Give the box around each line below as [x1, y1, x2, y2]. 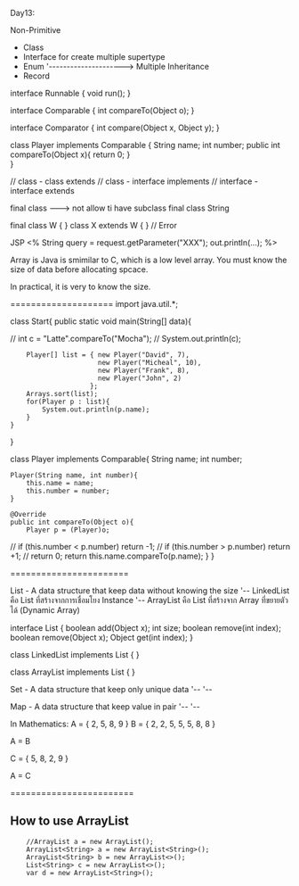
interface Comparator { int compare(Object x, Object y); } [10, 122, 221, 133]
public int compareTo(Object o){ [10, 518, 134, 526]
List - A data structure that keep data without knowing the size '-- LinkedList [10, 585, 290, 596]
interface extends [10, 186, 75, 195]
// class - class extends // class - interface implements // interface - [10, 176, 259, 186]
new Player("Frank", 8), [97, 366, 190, 375]
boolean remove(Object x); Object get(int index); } [10, 633, 194, 642]
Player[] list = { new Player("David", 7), [26, 351, 190, 360]
